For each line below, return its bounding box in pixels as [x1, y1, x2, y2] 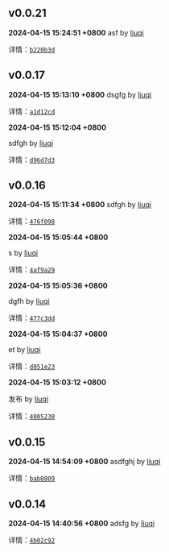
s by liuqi [8, 248, 39, 258]
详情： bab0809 [8, 473, 56, 483]
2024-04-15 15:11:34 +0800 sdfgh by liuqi [8, 200, 151, 210]
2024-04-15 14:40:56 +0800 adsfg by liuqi [8, 519, 155, 529]
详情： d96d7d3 [8, 155, 56, 164]
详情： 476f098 [8, 217, 56, 226]
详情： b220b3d [8, 44, 56, 54]
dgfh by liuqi [8, 297, 50, 306]
